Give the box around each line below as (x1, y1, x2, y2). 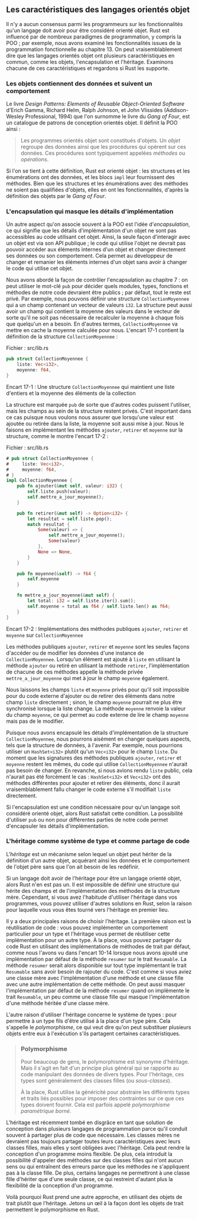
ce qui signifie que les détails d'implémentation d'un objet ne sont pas (6, 227, 177, 234)
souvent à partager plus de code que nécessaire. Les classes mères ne (6, 1132, 180, 1139)
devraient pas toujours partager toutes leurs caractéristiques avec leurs (6, 1138, 181, 1145)
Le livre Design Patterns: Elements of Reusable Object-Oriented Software (6, 100, 185, 107)
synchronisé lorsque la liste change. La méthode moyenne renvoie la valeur (6, 705, 186, 712)
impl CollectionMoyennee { (6, 477, 73, 484)
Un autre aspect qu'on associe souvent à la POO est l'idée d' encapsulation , (6, 221, 190, 228)
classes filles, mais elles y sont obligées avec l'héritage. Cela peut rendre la (6, 1144, 190, 1151)
